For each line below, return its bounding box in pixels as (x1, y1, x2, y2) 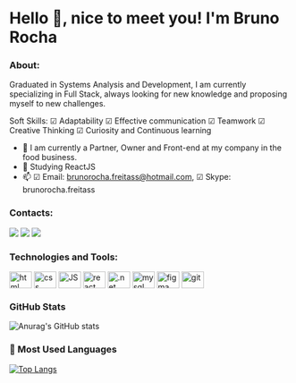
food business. (21, 152, 78, 163)
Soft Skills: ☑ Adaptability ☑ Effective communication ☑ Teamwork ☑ (9, 115, 266, 126)
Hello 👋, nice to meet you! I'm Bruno (9, 8, 280, 29)
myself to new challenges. (9, 98, 106, 109)
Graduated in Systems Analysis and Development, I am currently (9, 80, 247, 90)
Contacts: (9, 207, 54, 219)
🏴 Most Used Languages (9, 344, 118, 356)
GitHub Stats (9, 301, 66, 312)
